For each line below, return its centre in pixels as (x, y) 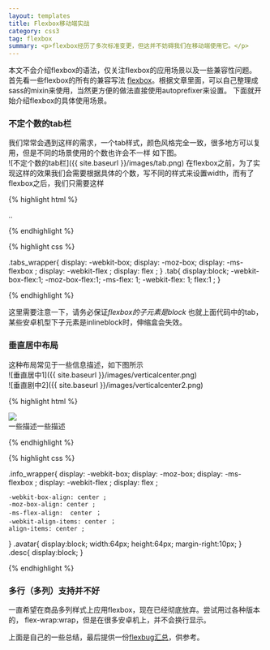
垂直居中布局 (34, 346)
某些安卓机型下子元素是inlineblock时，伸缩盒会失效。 (97, 322)
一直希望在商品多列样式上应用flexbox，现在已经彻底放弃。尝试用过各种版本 (135, 610)
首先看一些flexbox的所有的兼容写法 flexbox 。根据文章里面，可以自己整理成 (133, 80)
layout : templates (39, 16)
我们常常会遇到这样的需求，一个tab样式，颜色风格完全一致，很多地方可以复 (135, 143)
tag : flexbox (30, 39)
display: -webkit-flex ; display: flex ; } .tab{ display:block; (134, 271)
